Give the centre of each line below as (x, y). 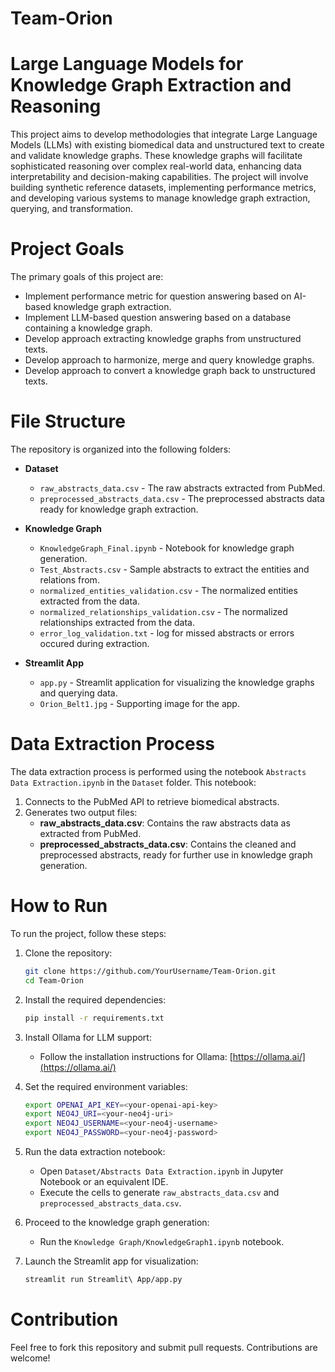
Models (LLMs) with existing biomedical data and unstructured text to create (167, 145)
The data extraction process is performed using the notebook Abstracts (158, 771)
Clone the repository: (68, 953)
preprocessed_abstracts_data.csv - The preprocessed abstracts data (182, 498)
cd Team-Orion (54, 980)
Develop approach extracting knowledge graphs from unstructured (163, 339)
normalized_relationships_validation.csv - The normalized (163, 611)
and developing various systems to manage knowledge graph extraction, (160, 198)
